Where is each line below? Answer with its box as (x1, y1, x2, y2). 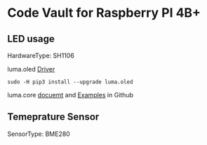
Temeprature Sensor (7, 111, 100, 123)
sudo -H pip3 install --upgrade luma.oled (7, 78, 133, 85)
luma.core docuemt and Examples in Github (7, 91, 133, 99)
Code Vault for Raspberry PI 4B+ (7, 5, 201, 21)
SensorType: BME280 (7, 130, 70, 138)
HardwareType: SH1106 (7, 51, 75, 60)
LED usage (7, 33, 55, 45)
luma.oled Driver (7, 65, 55, 73)
